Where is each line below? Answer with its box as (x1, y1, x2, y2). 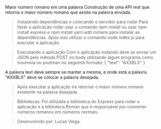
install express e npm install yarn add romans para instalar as (17, 29, 140, 35)
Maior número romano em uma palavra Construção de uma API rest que (5, 4, 150, 10)
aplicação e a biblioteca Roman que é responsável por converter (17, 104, 147, 109)
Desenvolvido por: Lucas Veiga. (17, 119, 81, 124)
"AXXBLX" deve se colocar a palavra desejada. (5, 75, 100, 80)
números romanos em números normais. (17, 109, 99, 115)
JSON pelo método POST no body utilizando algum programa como (17, 54, 154, 60)
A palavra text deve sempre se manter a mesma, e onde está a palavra (5, 69, 147, 75)
